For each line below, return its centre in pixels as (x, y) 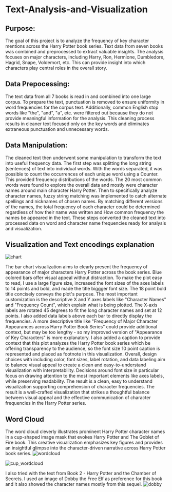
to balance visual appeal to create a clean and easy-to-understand (76, 365)
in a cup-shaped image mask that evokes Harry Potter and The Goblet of (82, 437)
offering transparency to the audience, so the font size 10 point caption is (83, 349)
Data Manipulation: (36, 145)
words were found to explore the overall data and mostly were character (82, 185)
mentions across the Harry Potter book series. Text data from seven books (84, 46)
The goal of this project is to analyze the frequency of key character (77, 41)
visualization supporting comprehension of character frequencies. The (80, 387)
